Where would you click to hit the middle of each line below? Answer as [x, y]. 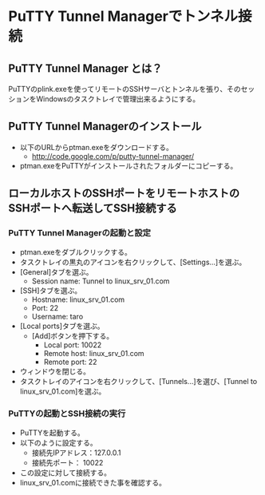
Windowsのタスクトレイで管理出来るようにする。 [118, 99]
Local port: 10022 [73, 345]
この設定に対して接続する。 [65, 473]
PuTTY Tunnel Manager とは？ [85, 68]
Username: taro [57, 316]
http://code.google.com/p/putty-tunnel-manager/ [113, 156]
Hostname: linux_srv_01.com [78, 299]
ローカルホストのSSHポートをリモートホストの [124, 194]
